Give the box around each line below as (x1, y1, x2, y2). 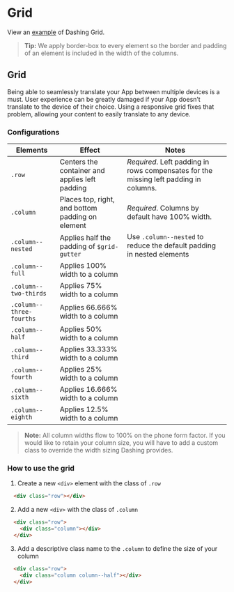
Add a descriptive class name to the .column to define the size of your (17, 544, 218, 552)
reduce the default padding (127, 241, 217, 250)
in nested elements (127, 250, 189, 259)
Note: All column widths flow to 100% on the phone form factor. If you (24, 431, 226, 440)
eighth (10, 413, 33, 421)
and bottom (59, 204, 97, 213)
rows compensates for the (127, 166, 213, 176)
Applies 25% (59, 365, 102, 374)
